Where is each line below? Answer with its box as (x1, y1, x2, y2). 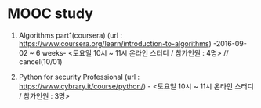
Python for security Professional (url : (18, 72, 140, 81)
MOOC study (7, 5, 93, 23)
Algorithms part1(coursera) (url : (18, 31, 123, 40)
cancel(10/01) (18, 56, 63, 67)
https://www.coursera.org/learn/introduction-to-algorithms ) (18, 38, 212, 48)
